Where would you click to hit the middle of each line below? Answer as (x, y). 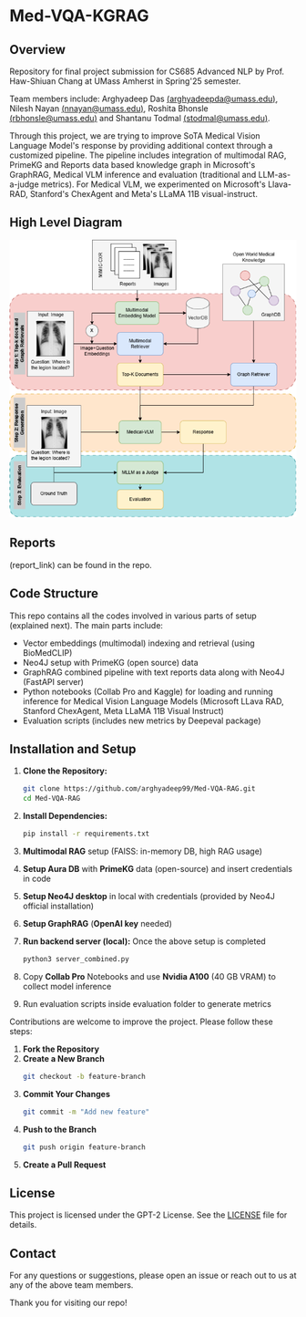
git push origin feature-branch (84, 1147)
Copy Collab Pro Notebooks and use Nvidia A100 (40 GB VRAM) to (149, 976)
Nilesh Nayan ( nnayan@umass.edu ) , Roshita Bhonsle (109, 109)
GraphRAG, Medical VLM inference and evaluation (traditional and (133, 175)
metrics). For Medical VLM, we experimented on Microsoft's (153, 184)
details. (23, 1225)
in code (37, 878)
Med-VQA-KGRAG (79, 16)
